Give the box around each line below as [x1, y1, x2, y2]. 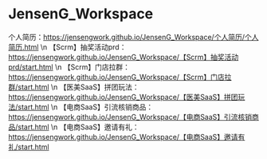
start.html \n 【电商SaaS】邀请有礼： [18, 121, 139, 132]
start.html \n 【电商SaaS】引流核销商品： [18, 101, 154, 112]
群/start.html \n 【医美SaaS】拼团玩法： [8, 81, 139, 92]
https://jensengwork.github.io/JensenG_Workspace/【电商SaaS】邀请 [8, 132, 238, 141]
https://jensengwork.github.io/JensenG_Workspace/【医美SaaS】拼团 [8, 92, 238, 101]
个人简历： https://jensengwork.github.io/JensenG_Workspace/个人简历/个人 [8, 32, 259, 42]
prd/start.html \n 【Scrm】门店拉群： [8, 62, 130, 72]
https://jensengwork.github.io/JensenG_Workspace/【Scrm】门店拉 [8, 72, 232, 81]
